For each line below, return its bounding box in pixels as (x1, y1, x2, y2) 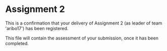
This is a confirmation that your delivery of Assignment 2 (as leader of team (5, 20, 162, 26)
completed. (5, 40, 29, 46)
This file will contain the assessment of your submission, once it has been (5, 35, 159, 41)
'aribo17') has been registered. (5, 25, 69, 31)
